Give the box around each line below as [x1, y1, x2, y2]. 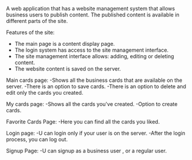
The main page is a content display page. [14, 41, 115, 47]
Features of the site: [6, 29, 55, 36]
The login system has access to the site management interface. [14, 46, 169, 54]
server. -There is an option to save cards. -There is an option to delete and [6, 83, 187, 90]
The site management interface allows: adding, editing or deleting [14, 53, 174, 59]
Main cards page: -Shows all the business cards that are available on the [6, 76, 183, 84]
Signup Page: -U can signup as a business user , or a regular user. [6, 147, 167, 154]
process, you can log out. [6, 136, 68, 143]
